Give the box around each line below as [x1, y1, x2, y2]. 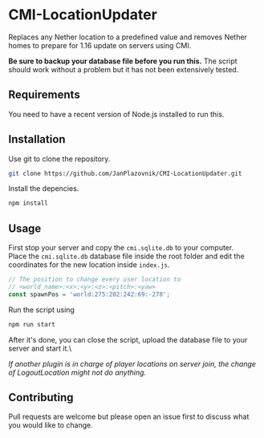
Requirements [8, 88, 80, 102]
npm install [8, 199, 48, 208]
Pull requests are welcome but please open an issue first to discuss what [8, 412, 250, 422]
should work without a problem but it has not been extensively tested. [8, 64, 239, 74]
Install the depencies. [8, 184, 79, 193]
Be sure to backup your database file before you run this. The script [8, 56, 238, 66]
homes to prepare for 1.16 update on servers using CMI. [8, 40, 192, 50]
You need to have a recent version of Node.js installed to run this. [8, 109, 225, 119]
